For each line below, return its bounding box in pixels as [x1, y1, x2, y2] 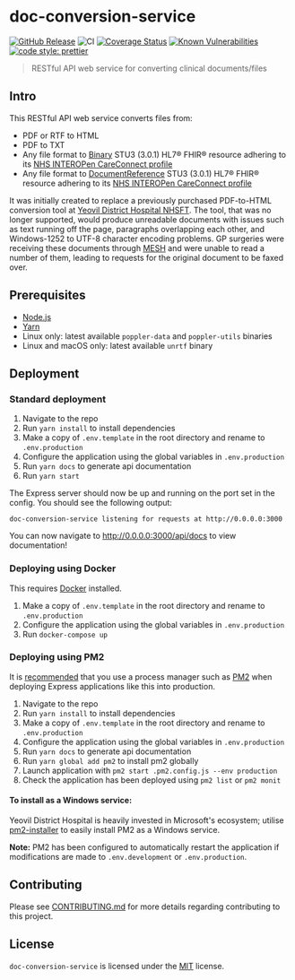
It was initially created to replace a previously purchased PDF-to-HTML [9, 195, 272, 205]
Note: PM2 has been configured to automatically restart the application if [9, 842, 280, 853]
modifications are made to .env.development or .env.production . [9, 852, 247, 863]
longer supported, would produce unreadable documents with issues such [9, 213, 285, 225]
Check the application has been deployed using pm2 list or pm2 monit [22, 774, 282, 785]
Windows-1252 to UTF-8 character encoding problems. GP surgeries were [9, 233, 285, 244]
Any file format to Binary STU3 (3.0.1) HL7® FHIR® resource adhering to [22, 149, 287, 160]
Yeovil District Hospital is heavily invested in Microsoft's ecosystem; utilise [9, 815, 284, 826]
